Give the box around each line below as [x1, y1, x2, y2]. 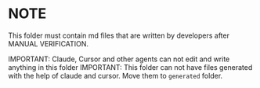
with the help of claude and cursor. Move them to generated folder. [8, 71, 223, 80]
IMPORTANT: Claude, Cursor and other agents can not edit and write [8, 54, 230, 64]
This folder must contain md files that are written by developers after [8, 31, 229, 40]
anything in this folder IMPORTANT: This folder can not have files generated [8, 62, 253, 71]
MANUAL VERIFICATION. [8, 38, 88, 48]
